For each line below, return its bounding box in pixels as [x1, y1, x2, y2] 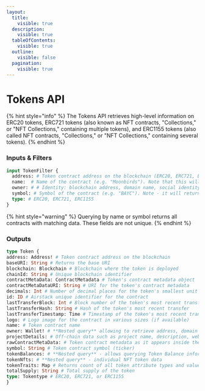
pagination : [12, 60, 43, 66]
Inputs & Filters [6, 154, 52, 162]
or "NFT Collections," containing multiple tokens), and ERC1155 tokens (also [6, 125, 196, 133]
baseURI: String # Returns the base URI [6, 259, 111, 266]
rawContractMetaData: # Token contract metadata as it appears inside [6, 340, 190, 346]
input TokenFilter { [6, 168, 59, 174]
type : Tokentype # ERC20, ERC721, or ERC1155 [6, 374, 124, 380]
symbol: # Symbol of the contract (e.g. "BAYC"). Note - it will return [12, 190, 201, 196]
